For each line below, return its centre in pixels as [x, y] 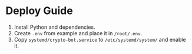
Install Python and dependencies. [54, 27]
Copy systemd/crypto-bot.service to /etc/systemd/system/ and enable [100, 39]
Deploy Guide [39, 11]
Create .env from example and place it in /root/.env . [78, 33]
